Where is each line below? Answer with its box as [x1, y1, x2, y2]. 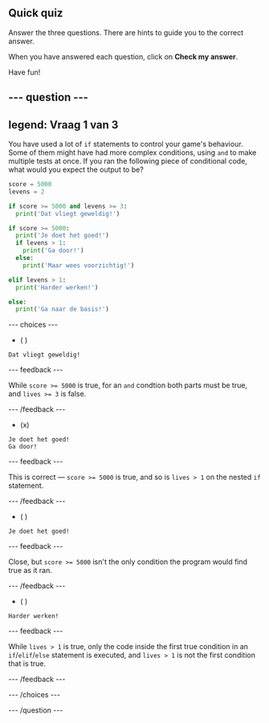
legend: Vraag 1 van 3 [8, 118, 119, 132]
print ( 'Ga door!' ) [22, 246, 84, 255]
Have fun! [8, 67, 41, 77]
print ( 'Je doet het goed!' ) [15, 232, 110, 240]
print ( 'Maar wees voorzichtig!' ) [22, 261, 135, 270]
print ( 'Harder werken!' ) [15, 283, 99, 291]
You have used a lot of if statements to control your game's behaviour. [8, 140, 243, 149]
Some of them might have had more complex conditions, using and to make [8, 148, 257, 157]
